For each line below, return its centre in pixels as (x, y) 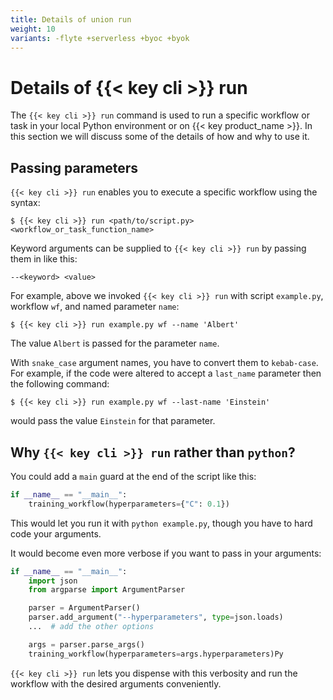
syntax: (25, 203)
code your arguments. (56, 533)
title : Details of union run (71, 19)
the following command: (60, 384)
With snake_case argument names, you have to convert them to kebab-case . (164, 363)
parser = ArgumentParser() (84, 608)
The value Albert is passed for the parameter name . (115, 343)
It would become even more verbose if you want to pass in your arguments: (166, 553)
